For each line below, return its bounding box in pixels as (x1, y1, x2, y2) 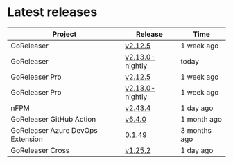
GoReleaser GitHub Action (10, 114, 96, 124)
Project (52, 29, 77, 39)
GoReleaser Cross (10, 145, 70, 155)
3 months (180, 125, 212, 135)
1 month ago (180, 114, 223, 124)
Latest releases (7, 4, 98, 20)
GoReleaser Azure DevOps (10, 125, 98, 135)
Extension (10, 134, 43, 144)
